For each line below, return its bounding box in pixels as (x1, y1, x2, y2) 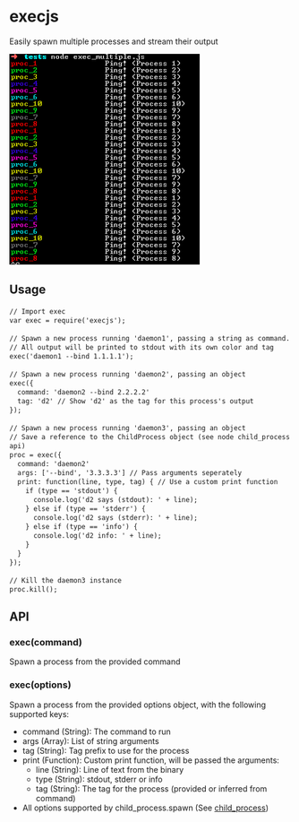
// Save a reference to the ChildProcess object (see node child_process (9, 432, 291, 441)
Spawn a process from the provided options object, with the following (9, 699, 267, 710)
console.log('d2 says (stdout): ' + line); (32, 495, 199, 504)
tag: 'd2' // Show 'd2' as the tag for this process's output (17, 396, 254, 405)
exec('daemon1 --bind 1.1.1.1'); (9, 351, 134, 360)
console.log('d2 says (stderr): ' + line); (32, 513, 199, 522)
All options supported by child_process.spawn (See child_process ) (21, 802, 269, 813)
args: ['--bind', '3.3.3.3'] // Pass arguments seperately (17, 468, 243, 477)
